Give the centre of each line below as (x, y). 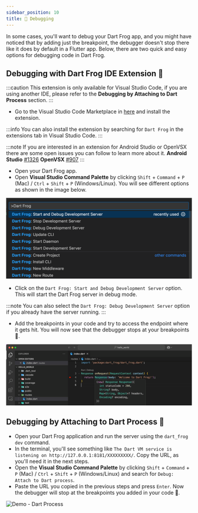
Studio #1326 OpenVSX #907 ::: (45, 160)
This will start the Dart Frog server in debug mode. (76, 294)
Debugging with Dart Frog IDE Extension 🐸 (85, 73)
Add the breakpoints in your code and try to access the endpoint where (101, 324)
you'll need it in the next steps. (52, 461)
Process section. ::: (30, 100)
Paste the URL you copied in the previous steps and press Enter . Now (99, 486)
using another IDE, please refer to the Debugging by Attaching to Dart (92, 94)
